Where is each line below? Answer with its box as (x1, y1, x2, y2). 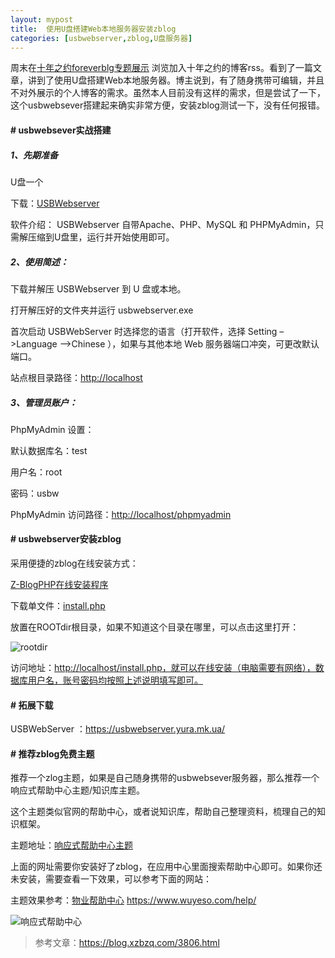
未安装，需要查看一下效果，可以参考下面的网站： (10, 873, 212, 885)
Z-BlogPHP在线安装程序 (10, 579, 109, 591)
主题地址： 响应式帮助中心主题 (10, 839, 133, 851)
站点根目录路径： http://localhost (10, 371, 143, 383)
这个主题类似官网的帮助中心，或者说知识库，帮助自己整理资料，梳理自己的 (10, 806, 317, 818)
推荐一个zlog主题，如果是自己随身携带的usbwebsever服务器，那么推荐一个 (10, 772, 320, 784)
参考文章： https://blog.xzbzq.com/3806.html (34, 937, 220, 949)
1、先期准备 (10, 149, 59, 161)
